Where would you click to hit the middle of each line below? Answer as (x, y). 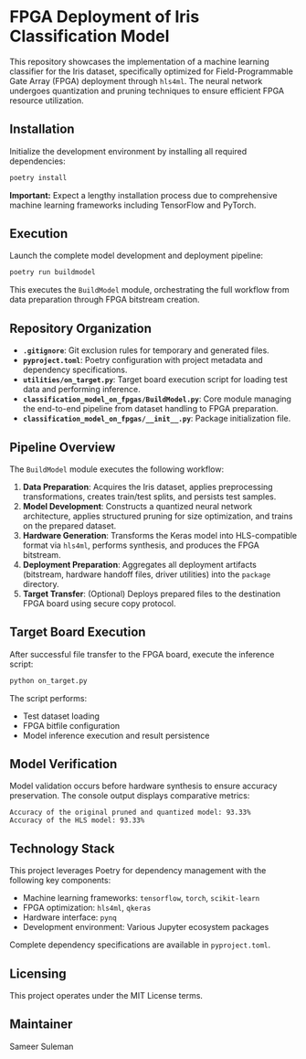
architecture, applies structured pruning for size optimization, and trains (158, 516)
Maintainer (41, 1025)
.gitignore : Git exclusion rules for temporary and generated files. (146, 350)
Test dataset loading (61, 716)
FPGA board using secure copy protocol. (99, 603)
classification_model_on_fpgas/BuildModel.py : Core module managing (157, 399)
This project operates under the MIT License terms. (106, 996)
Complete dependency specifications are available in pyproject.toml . (140, 945)
